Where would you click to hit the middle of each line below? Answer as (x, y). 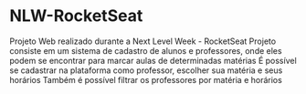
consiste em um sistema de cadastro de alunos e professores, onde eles (146, 50)
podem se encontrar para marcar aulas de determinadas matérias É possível (153, 60)
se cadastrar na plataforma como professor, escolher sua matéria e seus (146, 70)
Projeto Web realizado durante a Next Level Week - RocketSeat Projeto (143, 41)
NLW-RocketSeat (76, 16)
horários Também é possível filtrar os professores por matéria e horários (146, 79)
